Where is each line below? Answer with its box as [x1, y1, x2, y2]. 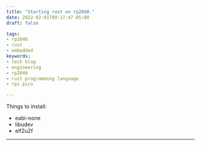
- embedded [6, 47, 33, 54]
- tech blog [6, 58, 36, 65]
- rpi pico [6, 81, 33, 87]
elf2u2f [14, 127, 33, 135]
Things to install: [6, 103, 47, 110]
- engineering [6, 64, 42, 70]
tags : [6, 31, 20, 37]
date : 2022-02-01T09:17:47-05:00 [6, 14, 90, 20]
